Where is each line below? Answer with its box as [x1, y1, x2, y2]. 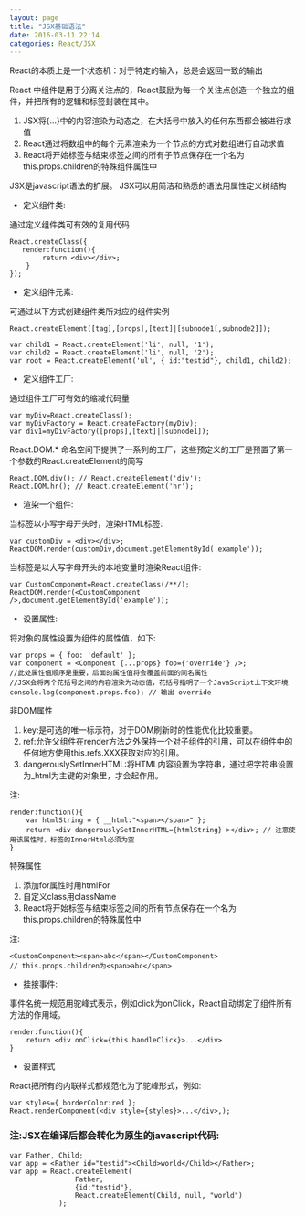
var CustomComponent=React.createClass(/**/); [9, 580, 190, 589]
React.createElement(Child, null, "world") [74, 1190, 244, 1200]
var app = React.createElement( [9, 1167, 132, 1176]
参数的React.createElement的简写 [16, 456, 144, 467]
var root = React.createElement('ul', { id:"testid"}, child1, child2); [9, 356, 292, 365]
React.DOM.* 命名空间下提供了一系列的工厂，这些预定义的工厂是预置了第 [9, 444, 286, 455]
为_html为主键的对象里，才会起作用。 [22, 770, 163, 781]
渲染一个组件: [22, 499, 74, 510]
